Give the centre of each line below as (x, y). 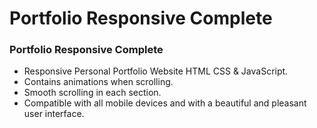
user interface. (54, 114)
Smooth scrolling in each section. (92, 93)
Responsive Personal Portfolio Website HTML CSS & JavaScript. (156, 71)
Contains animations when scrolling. (98, 82)
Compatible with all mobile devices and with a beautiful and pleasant (165, 103)
